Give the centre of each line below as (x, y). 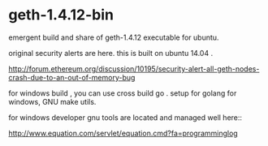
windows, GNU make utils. (52, 101)
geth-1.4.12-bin (61, 15)
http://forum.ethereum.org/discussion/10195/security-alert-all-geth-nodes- (134, 69)
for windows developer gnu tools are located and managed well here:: (125, 117)
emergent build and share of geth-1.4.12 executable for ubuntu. (114, 37)
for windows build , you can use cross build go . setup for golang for (123, 93)
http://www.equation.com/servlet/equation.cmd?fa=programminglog (123, 133)
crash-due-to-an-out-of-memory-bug (72, 77)
